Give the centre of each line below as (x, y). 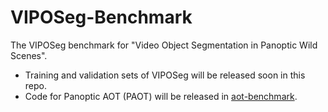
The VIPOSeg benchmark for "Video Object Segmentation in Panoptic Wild (164, 45)
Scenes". (29, 55)
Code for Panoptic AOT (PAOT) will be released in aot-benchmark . (161, 96)
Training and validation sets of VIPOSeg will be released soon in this (165, 75)
